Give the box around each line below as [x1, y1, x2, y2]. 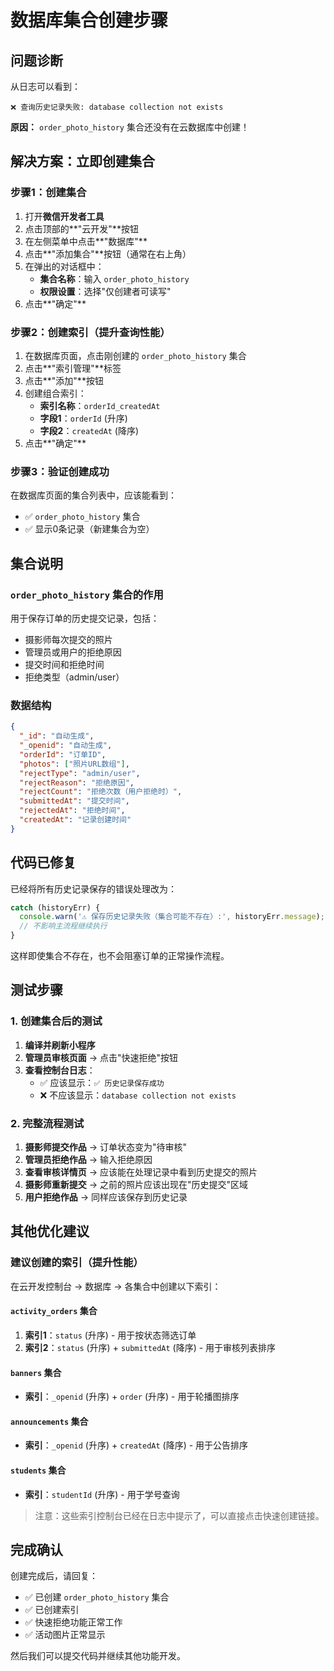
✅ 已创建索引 [24, 1604, 80, 1616]
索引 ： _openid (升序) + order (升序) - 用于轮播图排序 [24, 1391, 240, 1403]
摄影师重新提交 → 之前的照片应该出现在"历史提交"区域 [24, 1179, 249, 1191]
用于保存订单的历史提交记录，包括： [10, 612, 160, 624]
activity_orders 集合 [10, 1305, 98, 1317]
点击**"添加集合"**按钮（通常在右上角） [24, 247, 192, 260]
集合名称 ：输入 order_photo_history [39, 272, 190, 285]
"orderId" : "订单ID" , [19, 749, 107, 760]
